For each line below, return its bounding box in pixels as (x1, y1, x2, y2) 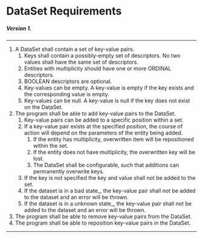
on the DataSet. (24, 104, 63, 111)
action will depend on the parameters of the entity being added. (24, 129, 183, 137)
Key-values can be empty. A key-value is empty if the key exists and (24, 84, 195, 91)
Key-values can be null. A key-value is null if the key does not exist (24, 97, 190, 104)
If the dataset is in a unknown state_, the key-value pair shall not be (24, 200, 192, 207)
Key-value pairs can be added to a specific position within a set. (24, 116, 184, 124)
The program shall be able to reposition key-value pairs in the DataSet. (14, 219, 192, 226)
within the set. (33, 142, 68, 150)
